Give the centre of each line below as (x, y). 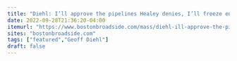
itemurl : (20, 27)
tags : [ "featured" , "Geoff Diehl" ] (58, 40)
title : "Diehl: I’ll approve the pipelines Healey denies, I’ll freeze (115, 14)
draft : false (26, 46)
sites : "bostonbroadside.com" (52, 33)
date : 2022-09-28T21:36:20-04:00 (56, 20)
